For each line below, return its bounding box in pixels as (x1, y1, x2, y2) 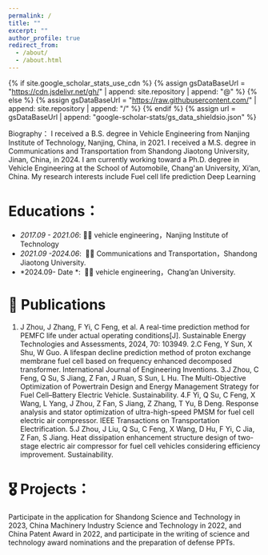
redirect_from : (8, 42, 59, 50)
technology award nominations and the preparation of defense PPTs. (8, 537, 235, 547)
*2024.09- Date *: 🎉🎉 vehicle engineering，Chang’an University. (19, 267, 236, 277)
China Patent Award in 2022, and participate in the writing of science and (8, 529, 250, 538)
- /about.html (15, 57, 62, 65)
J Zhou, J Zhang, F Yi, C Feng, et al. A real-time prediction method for (19, 321, 250, 332)
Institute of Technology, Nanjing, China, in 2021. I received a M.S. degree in (8, 138, 256, 147)
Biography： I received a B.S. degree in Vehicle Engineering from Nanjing (8, 129, 250, 138)
